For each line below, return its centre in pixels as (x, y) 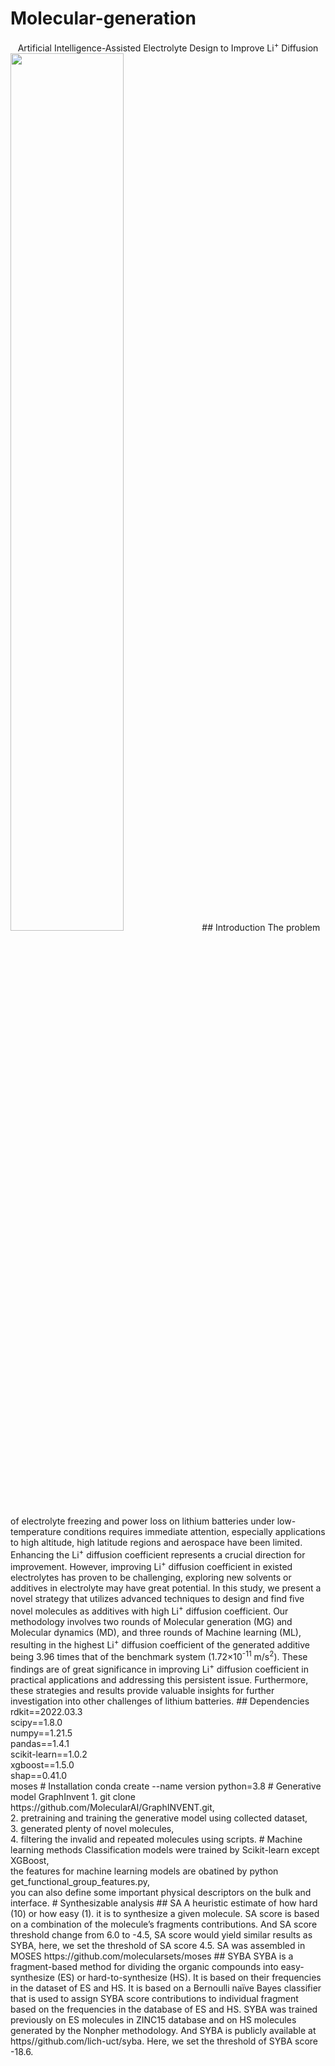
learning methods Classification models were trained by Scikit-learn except (165, 1849)
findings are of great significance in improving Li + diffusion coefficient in (159, 1668)
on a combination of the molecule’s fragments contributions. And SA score (164, 1924)
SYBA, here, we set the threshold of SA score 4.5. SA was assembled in (158, 1945)
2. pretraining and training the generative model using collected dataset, (159, 1818)
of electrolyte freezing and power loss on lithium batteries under (142, 1521)
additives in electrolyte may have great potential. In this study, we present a (166, 1588)
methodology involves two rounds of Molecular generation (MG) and (151, 1621)
